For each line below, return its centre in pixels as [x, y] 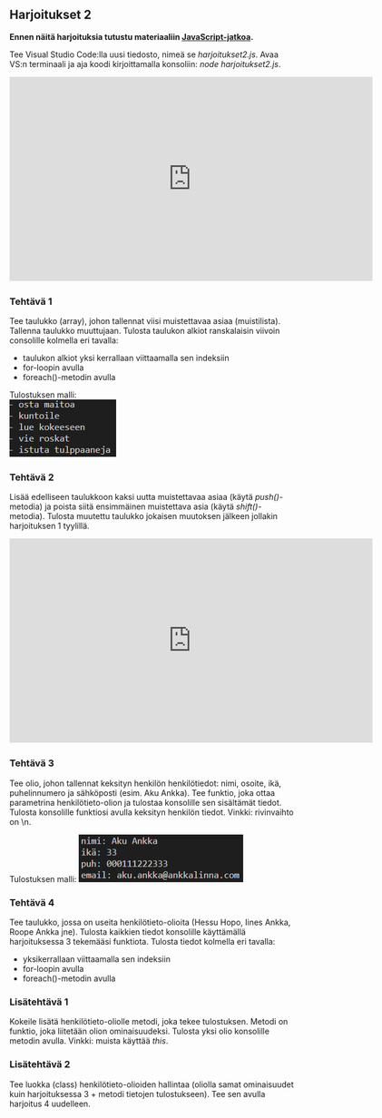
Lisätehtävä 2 [40, 1064]
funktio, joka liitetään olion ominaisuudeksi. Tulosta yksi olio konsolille [140, 1031]
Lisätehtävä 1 [39, 1002]
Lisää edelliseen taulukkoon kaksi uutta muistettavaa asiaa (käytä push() [144, 497]
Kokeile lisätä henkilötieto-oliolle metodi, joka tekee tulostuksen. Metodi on [149, 1022]
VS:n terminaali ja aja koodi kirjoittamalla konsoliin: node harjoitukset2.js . [145, 64]
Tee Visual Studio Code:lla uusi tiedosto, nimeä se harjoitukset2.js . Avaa [144, 54]
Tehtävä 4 [32, 902]
